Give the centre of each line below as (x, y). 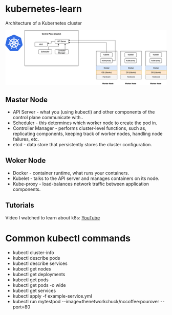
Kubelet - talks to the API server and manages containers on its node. (86, 178)
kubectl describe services (40, 263)
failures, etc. (26, 139)
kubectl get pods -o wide (39, 285)
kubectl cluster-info (34, 252)
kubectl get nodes (32, 268)
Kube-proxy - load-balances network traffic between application (81, 184)
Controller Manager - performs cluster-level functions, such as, (80, 128)
